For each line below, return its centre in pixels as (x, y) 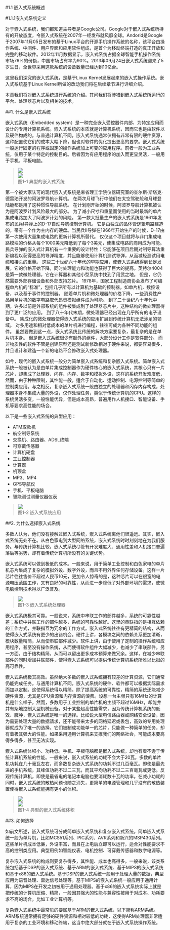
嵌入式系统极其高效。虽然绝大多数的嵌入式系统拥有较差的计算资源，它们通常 (85, 677)
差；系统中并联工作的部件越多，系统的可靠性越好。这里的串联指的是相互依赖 (85, 622)
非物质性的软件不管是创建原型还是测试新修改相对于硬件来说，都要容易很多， (85, 344)
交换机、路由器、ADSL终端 (41, 440)
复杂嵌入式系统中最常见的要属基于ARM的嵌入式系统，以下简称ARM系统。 (82, 910)
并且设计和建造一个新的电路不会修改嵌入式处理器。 (58, 350)
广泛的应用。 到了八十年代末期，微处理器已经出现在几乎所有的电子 (88, 312)
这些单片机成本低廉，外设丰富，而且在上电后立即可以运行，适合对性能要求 (83, 844)
